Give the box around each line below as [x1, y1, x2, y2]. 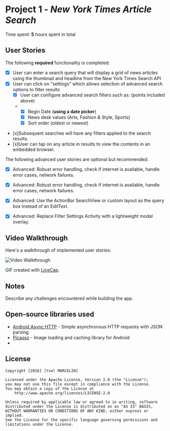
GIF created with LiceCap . [5, 267, 60, 273]
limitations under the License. [5, 422, 74, 427]
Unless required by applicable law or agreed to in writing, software [5, 399, 158, 404]
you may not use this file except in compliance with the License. [5, 382, 151, 387]
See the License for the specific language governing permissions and [5, 417, 158, 422]
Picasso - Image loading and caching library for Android [12, 334, 130, 340]
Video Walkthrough [5, 234, 68, 242]
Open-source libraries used [5, 310, 94, 319]
